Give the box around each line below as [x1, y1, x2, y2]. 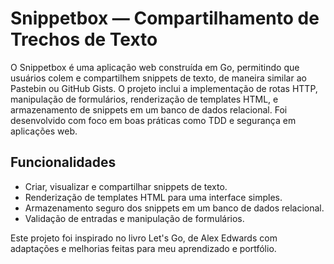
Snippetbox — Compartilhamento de [10, 7, 320, 30]
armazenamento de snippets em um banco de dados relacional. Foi [10, 103, 288, 116]
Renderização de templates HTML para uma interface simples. [24, 191, 283, 203]
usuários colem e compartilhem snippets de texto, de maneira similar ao [10, 72, 307, 84]
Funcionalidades [10, 154, 117, 171]
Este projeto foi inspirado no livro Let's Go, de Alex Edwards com [10, 232, 278, 244]
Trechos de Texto [10, 28, 158, 51]
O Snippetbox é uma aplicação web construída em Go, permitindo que [10, 61, 300, 73]
